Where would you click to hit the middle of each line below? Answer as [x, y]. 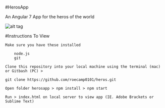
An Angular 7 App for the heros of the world [50, 17]
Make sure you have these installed [43, 45]
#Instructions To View [27, 36]
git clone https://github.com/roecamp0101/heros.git [61, 80]
